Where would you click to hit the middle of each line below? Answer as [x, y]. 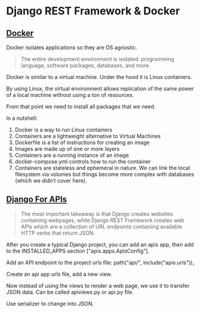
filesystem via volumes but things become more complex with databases [104, 174]
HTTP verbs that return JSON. [58, 233]
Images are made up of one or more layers [67, 149]
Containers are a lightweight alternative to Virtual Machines [88, 136]
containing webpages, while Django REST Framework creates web [102, 220]
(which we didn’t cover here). [51, 180]
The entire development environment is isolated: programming [97, 59]
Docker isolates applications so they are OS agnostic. [72, 47]
